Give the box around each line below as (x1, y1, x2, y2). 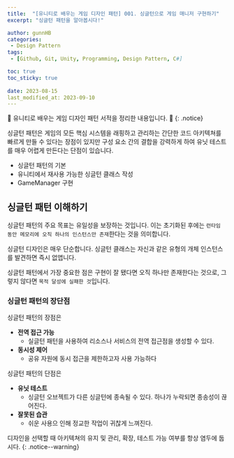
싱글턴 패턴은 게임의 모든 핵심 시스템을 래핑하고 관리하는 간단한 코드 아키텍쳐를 (7, 129, 222, 137)
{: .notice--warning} (22, 443, 80, 451)
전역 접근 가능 (17, 328, 54, 336)
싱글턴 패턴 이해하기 (7, 201, 88, 213)
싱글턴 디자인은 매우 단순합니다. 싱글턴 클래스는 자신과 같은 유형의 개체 (7, 245, 199, 253)
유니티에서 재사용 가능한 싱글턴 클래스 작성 (17, 170, 134, 178)
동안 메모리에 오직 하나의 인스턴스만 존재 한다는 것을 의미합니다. (7, 230, 171, 238)
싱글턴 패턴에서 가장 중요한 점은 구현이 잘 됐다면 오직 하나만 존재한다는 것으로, (7, 269, 220, 277)
